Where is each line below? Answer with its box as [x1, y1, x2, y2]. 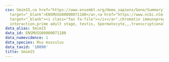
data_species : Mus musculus [5, 40, 64, 45]
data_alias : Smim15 [5, 26, 46, 31]
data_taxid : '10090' [5, 44, 49, 49]
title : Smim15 [5, 49, 35, 54]
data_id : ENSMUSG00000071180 [5, 30, 66, 35]
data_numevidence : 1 [5, 35, 49, 40]
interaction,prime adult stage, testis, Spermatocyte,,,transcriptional [10, 21, 165, 26]
